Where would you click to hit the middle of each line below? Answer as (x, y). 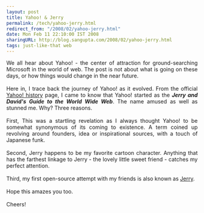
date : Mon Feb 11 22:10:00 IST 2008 (53, 34)
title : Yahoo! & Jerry (35, 18)
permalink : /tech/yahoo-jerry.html (51, 23)
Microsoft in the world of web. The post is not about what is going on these (102, 69)
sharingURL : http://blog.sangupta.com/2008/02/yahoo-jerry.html (89, 40)
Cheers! (16, 204)
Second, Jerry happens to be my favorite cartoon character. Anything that (102, 152)
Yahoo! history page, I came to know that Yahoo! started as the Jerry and (102, 95)
